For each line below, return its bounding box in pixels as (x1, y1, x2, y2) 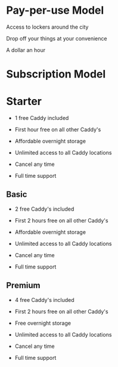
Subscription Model (6, 67, 106, 81)
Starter (6, 95, 42, 108)
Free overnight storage (14, 319, 72, 326)
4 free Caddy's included (14, 296, 74, 303)
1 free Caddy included (14, 115, 69, 122)
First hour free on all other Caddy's (14, 126, 101, 133)
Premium (6, 280, 41, 291)
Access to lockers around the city (6, 23, 89, 30)
